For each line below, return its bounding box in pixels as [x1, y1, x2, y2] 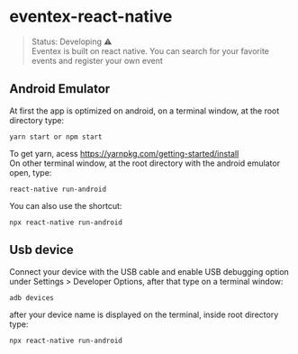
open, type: [9, 167, 52, 177]
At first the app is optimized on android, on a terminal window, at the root [9, 105, 280, 116]
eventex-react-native [9, 6, 173, 27]
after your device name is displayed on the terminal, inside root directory [9, 309, 279, 320]
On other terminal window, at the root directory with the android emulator [9, 158, 281, 168]
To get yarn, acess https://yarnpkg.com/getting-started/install [9, 148, 239, 159]
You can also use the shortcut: [9, 200, 122, 211]
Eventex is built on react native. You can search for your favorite [31, 45, 270, 56]
